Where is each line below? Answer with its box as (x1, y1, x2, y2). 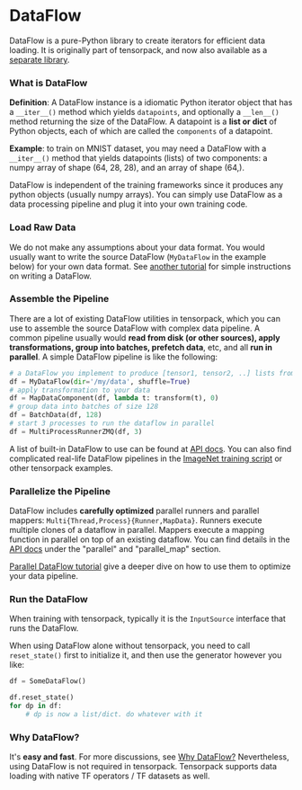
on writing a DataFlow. (9, 271, 93, 281)
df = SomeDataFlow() (9, 677, 87, 686)
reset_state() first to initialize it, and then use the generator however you (9, 650, 282, 661)
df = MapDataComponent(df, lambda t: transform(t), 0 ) (9, 394, 219, 403)
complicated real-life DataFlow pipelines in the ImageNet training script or (9, 453, 283, 464)
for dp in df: (9, 702, 63, 711)
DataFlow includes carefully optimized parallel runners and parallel (9, 505, 260, 517)
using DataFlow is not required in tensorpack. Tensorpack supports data (9, 761, 277, 772)
